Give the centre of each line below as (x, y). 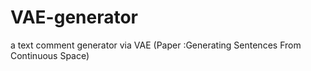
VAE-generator (74, 17)
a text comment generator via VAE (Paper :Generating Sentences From (156, 45)
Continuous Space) (50, 55)
